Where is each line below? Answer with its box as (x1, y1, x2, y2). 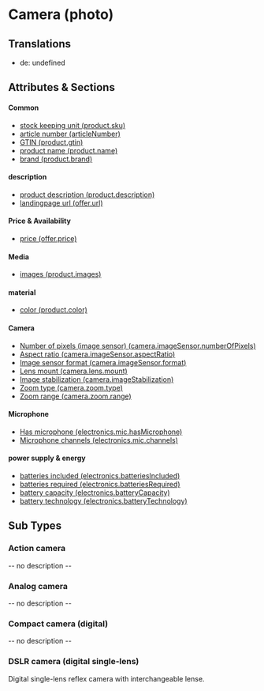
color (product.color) (19, 305, 88, 315)
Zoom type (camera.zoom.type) (19, 383, 124, 392)
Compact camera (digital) (8, 618, 109, 629)
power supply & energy (8, 453, 86, 463)
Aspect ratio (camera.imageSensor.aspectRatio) (19, 349, 176, 359)
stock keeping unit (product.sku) (19, 120, 126, 130)
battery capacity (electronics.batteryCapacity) (19, 488, 171, 497)
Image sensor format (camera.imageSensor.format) (19, 357, 187, 367)
